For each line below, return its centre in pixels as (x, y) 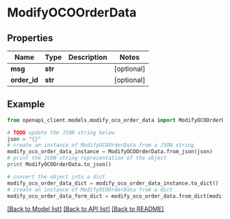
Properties (30, 38)
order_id (25, 80)
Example (26, 104)
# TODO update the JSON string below (61, 132)
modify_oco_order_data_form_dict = (58, 196)
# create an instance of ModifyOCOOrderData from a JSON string (101, 146)
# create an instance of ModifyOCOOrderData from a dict (90, 189)
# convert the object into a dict (56, 176)
